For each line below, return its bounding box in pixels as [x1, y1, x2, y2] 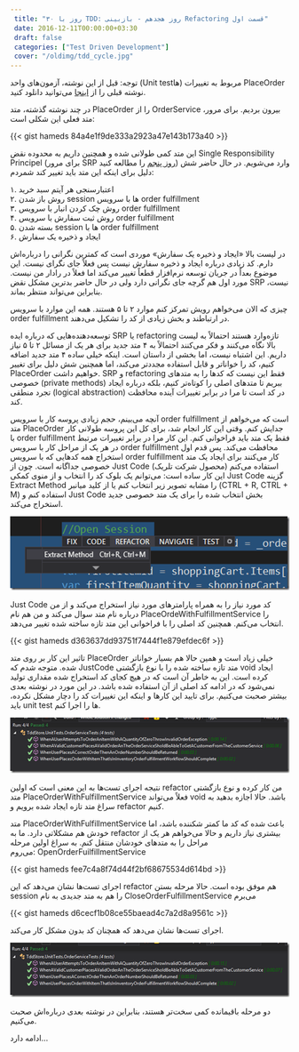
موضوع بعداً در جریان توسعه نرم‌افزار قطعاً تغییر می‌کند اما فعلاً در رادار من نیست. [10, 268, 278, 278]
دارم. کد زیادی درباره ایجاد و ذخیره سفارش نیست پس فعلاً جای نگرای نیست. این [10, 258, 274, 269]
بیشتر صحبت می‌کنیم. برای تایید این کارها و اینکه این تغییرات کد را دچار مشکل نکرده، [10, 690, 287, 702]
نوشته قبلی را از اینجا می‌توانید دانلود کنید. [10, 87, 146, 98]
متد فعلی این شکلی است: [10, 114, 96, 124]
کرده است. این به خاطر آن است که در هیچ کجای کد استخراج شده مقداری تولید [10, 671, 269, 682]
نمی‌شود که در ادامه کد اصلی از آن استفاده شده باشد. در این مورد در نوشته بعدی [10, 681, 276, 692]
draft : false [13, 33, 63, 42]
